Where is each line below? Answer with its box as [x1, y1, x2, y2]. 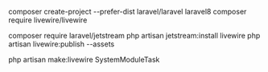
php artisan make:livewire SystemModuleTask [8, 55, 160, 64]
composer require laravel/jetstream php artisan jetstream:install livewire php [8, 31, 261, 40]
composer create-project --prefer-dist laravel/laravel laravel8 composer [8, 7, 247, 16]
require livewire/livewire [8, 15, 88, 25]
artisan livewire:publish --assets [8, 39, 115, 49]
